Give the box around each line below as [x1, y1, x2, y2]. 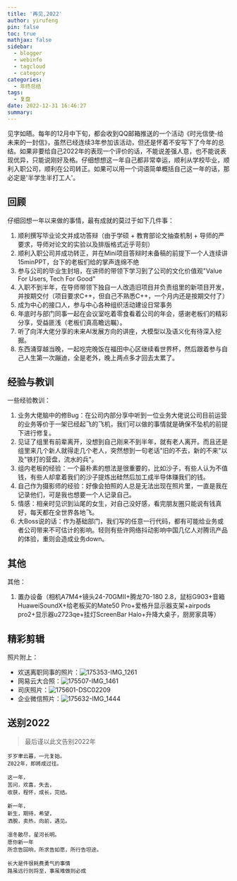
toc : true [7, 30, 37, 37]
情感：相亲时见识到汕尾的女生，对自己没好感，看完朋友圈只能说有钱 [17, 499, 216, 508]
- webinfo [13, 57, 42, 64]
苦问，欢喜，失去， [7, 781, 55, 788]
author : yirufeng [7, 17, 59, 24]
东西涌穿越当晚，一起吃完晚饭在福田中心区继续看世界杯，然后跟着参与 [17, 344, 222, 353]
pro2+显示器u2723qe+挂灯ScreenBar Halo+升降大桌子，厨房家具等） [17, 610, 220, 619]
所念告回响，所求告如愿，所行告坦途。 [7, 846, 102, 853]
